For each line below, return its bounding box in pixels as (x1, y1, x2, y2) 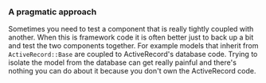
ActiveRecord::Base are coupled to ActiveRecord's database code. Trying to (8, 50, 258, 59)
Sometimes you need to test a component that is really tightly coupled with (8, 25, 254, 34)
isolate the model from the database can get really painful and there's (8, 58, 237, 67)
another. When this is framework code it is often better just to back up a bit (8, 32, 254, 42)
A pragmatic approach (8, 6, 97, 17)
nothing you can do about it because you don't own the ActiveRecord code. (8, 66, 256, 76)
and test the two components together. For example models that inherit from (8, 41, 259, 51)
